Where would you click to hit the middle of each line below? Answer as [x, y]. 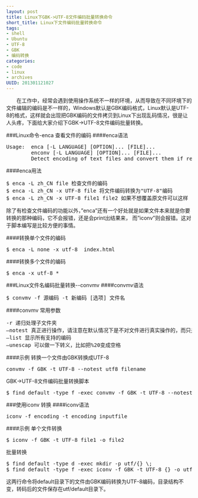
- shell [16, 34]
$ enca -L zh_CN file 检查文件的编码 [57, 183]
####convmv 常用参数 [33, 310]
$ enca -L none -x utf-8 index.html [61, 250]
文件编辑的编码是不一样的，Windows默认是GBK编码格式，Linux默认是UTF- [98, 108]
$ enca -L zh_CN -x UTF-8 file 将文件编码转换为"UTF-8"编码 [89, 191]
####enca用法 [24, 171]
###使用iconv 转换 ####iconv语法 [48, 405]
